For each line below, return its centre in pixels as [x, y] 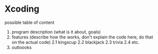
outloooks [22, 47]
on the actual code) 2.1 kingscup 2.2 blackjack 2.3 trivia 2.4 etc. [75, 42]
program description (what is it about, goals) [56, 32]
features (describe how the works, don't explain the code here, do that [82, 37]
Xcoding [22, 9]
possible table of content [29, 22]
